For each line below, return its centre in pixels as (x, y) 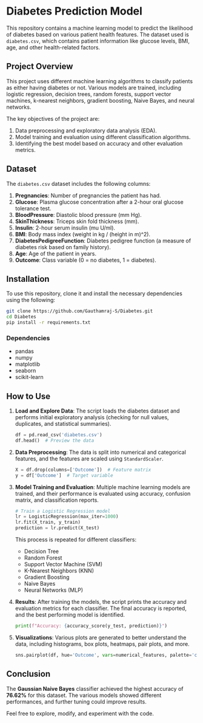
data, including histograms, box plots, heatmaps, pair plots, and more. (102, 644)
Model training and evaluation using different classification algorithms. (103, 137)
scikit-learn (29, 377)
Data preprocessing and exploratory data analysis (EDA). (86, 130)
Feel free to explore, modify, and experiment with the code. (80, 713)
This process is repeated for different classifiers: (76, 540)
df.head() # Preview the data (55, 440)
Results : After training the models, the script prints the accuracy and (101, 602)
